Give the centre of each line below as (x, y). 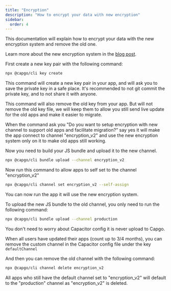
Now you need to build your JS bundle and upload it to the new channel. (81, 151)
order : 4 (19, 24)
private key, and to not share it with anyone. (51, 94)
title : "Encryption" (27, 10)
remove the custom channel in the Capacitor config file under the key (78, 244)
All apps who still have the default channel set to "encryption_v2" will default (86, 277)
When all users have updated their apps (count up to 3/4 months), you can (84, 238)
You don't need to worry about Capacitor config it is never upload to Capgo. (85, 229)
